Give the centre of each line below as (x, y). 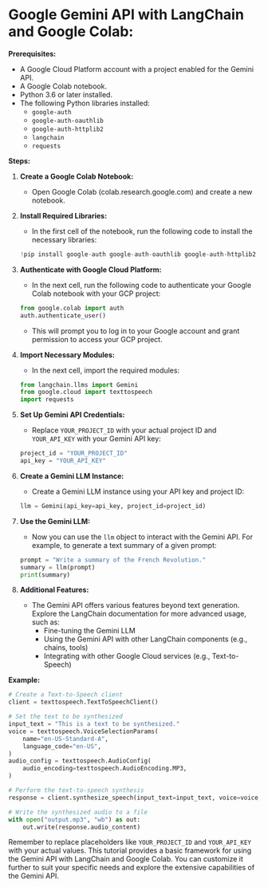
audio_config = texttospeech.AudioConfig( (80, 761)
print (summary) (45, 575)
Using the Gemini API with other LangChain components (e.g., (146, 639)
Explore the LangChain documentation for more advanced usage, (139, 614)
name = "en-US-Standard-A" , (66, 739)
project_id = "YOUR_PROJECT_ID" (73, 453)
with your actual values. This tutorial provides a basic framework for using (130, 850)
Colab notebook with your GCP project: (96, 294)
